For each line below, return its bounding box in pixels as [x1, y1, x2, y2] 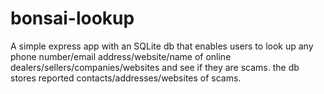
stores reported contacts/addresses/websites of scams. [10, 72, 242, 84]
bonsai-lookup [10, 7, 135, 30]
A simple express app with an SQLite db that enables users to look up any [10, 40, 314, 52]
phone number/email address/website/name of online [10, 50, 232, 62]
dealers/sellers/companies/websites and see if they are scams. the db [10, 61, 300, 73]
